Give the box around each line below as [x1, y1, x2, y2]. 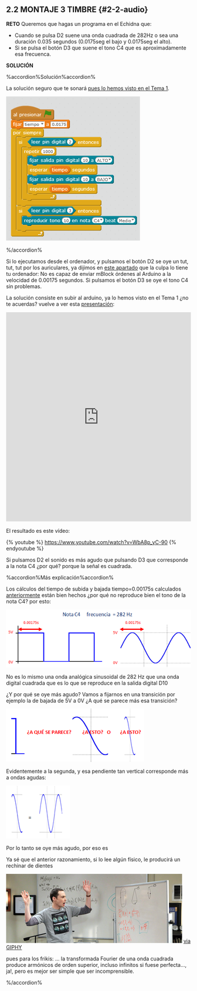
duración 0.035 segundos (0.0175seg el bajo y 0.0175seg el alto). [14, 38, 172, 45]
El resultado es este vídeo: [6, 527, 70, 534]
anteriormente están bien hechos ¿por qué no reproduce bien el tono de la [6, 591, 186, 599]
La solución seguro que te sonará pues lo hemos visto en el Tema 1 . [6, 85, 170, 92]
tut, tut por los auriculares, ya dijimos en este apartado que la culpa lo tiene [6, 264, 188, 271]
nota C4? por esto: [6, 598, 52, 605]
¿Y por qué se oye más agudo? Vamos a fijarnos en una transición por [6, 691, 175, 698]
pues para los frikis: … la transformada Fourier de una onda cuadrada [6, 955, 174, 962]
